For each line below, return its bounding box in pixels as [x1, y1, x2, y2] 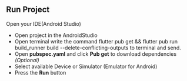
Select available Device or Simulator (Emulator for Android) [14, 63, 158, 70]
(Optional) [14, 56, 39, 63]
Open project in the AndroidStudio [14, 32, 98, 39]
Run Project [6, 5, 50, 15]
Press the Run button [14, 69, 66, 76]
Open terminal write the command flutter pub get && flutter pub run [14, 38, 178, 45]
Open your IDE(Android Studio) [6, 20, 81, 27]
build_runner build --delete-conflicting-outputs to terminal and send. [14, 44, 181, 51]
